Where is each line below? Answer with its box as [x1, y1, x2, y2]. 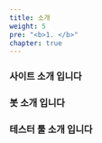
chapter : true [9, 38, 63, 48]
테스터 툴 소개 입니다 [9, 123, 93, 136]
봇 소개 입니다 [9, 97, 66, 110]
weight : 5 [9, 22, 47, 31]
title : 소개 [9, 13, 51, 23]
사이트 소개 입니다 [9, 70, 83, 82]
